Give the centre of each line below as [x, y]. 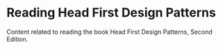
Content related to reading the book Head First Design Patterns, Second [109, 32]
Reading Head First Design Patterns [111, 13]
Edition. [17, 39]
